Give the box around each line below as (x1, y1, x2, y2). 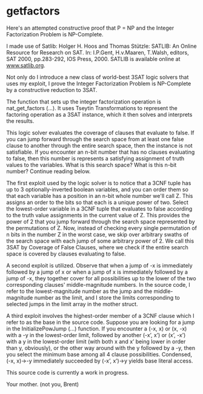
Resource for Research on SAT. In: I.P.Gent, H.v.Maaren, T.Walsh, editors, (6, 48, 189, 56)
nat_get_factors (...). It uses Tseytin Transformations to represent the (6, 104, 178, 111)
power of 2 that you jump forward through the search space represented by (6, 218, 195, 225)
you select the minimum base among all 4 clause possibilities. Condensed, (6, 350, 193, 358)
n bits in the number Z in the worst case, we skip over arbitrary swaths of (6, 231, 189, 238)
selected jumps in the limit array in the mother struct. (6, 300, 138, 307)
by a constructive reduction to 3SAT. (6, 86, 98, 93)
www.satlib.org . (6, 62, 45, 69)
